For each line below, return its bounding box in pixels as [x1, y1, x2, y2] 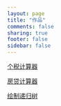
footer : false [7, 36, 49, 43]
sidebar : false [7, 42, 51, 49]
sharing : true [7, 29, 49, 37]
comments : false [7, 23, 54, 30]
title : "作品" [7, 17, 46, 24]
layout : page [7, 10, 45, 17]
